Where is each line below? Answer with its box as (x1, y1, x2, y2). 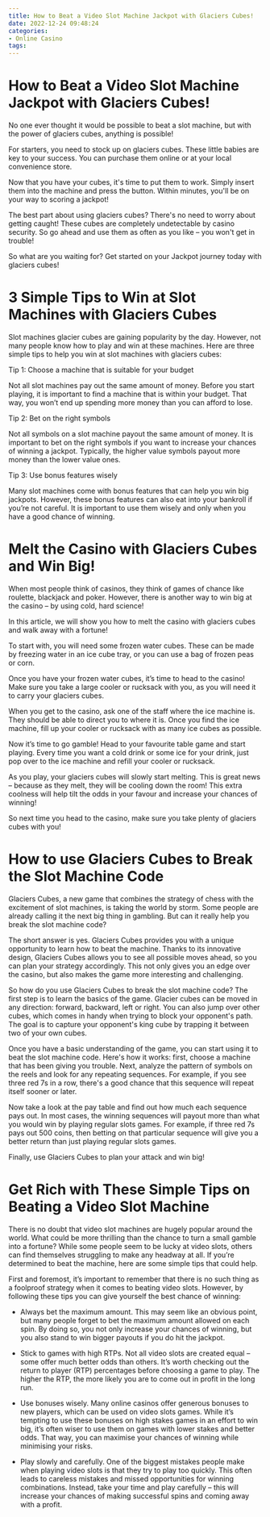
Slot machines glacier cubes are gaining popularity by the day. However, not (8, 332, 262, 341)
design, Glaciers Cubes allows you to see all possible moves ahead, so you (8, 952, 258, 962)
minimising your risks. (19, 1441, 93, 1451)
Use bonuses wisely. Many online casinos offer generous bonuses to (19, 1398, 249, 1408)
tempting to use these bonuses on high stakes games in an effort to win (19, 1415, 259, 1425)
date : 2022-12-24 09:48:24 (8, 19, 99, 27)
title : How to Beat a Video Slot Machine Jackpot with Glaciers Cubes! (8, 11, 254, 20)
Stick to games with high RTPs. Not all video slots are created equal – (19, 1348, 251, 1358)
